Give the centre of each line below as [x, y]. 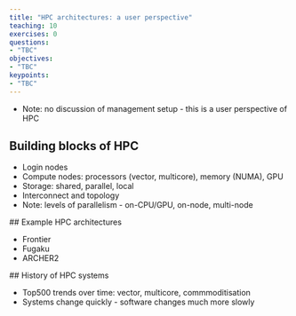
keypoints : [29, 75]
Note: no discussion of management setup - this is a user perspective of [154, 108]
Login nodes [45, 167]
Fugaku [36, 249]
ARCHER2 [40, 258]
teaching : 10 [33, 26]
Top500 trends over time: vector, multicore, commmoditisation [136, 293]
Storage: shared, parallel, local [78, 186]
